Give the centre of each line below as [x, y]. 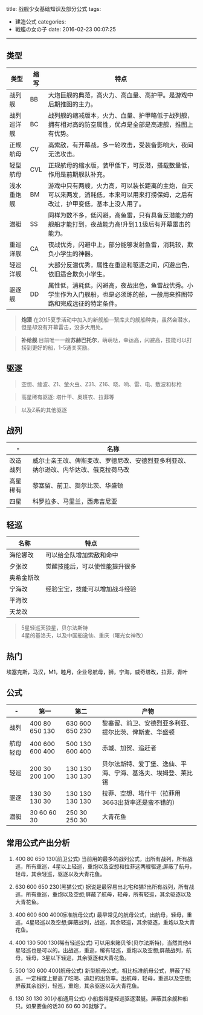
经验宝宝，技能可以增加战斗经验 [91, 589]
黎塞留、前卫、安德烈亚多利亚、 [147, 723]
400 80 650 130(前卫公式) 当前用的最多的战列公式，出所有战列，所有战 [104, 859]
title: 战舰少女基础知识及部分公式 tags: [54, 9]
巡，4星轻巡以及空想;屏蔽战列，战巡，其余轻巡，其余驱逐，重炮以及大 [102, 922]
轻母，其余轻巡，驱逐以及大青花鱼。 [60, 874]
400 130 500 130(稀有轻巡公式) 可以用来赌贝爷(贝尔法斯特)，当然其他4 [103, 942]
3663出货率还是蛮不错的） [140, 802]
